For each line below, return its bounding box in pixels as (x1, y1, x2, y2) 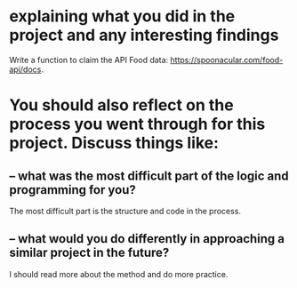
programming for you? (9, 182, 136, 197)
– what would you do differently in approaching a (9, 231, 285, 246)
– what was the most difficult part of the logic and (9, 168, 289, 183)
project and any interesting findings (9, 25, 279, 45)
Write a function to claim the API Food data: (9, 54, 169, 65)
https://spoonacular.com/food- (170, 54, 284, 65)
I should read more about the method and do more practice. (9, 268, 229, 279)
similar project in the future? (9, 245, 170, 260)
